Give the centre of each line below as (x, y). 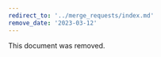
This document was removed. (57, 45)
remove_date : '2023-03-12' (53, 23)
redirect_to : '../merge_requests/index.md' (81, 15)
